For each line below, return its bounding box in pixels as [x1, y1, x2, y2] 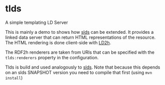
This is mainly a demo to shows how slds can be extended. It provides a [5, 29, 154, 35]
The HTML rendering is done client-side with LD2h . [5, 39, 111, 45]
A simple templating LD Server [5, 19, 68, 25]
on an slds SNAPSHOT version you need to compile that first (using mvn [5, 69, 152, 75]
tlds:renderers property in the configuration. [5, 54, 99, 60]
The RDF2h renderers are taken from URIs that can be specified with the [5, 49, 154, 55]
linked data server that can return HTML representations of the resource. [5, 34, 156, 40]
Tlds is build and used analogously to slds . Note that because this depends [5, 64, 160, 70]
